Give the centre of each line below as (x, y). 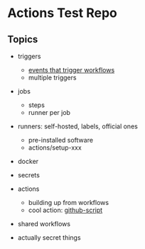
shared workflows (44, 224)
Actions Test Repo (62, 13)
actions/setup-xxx (55, 148)
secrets (29, 175)
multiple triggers (52, 77)
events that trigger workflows (71, 70)
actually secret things (49, 238)
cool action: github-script (65, 210)
